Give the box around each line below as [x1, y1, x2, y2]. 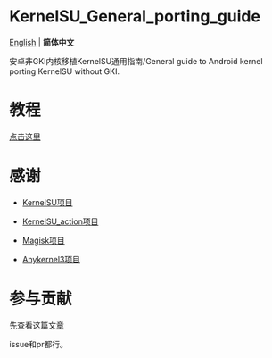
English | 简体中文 [9, 37, 75, 47]
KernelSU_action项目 [21, 216, 99, 227]
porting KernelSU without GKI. [9, 65, 120, 77]
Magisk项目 [21, 235, 65, 246]
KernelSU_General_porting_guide [9, 6, 261, 27]
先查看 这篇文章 [9, 320, 64, 330]
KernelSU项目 [21, 196, 73, 207]
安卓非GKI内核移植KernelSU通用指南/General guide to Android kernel [9, 55, 263, 66]
